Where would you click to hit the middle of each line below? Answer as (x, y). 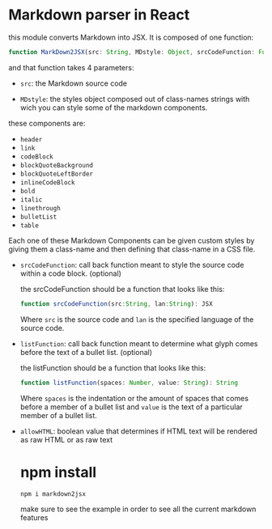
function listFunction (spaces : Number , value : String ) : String (129, 383)
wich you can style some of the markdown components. (114, 108)
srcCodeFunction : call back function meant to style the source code (132, 264)
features (34, 517)
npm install (58, 472)
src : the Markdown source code (74, 83)
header (31, 139)
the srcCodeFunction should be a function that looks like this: (122, 289)
